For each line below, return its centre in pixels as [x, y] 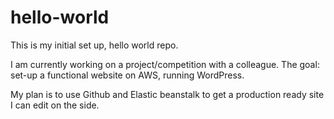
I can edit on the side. [55, 105]
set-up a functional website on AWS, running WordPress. [127, 75]
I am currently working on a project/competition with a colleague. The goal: [165, 64]
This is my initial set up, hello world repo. [94, 45]
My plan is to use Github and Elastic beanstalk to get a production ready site [167, 94]
